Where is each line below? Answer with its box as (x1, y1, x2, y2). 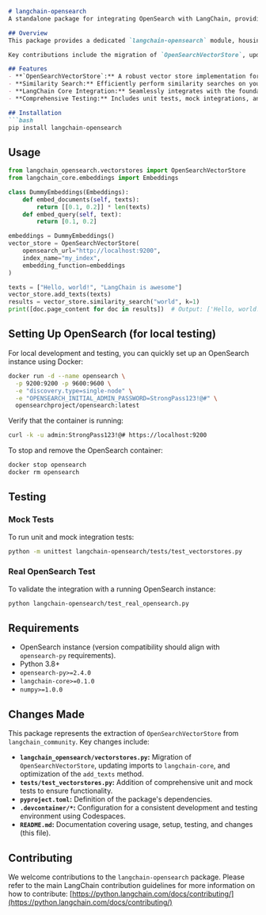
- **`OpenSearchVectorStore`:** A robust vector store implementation (8, 72, 246, 81)
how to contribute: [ (8, 889, 73, 899)
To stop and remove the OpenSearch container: (8, 446, 164, 455)
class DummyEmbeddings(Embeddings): (8, 188, 129, 196)
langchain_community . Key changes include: (8, 737, 150, 747)
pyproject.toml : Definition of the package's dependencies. (19, 794, 213, 804)
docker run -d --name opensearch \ (8, 372, 126, 380)
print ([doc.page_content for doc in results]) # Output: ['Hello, (8, 305, 236, 313)
